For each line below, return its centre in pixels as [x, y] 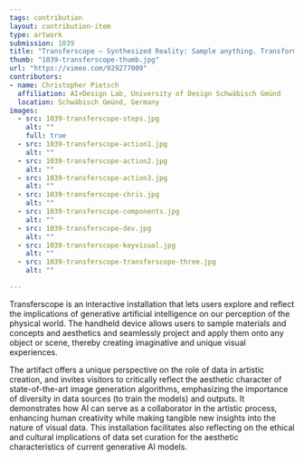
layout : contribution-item [60, 26]
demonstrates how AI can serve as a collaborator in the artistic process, [143, 408]
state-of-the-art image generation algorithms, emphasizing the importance [149, 389]
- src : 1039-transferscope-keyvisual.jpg [97, 245]
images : [24, 110]
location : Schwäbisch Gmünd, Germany [89, 102]
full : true [46, 136]
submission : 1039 [42, 43]
